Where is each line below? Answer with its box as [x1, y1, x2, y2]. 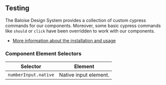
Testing [5, 4, 30, 12]
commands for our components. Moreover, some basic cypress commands [5, 22, 161, 28]
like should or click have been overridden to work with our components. [5, 27, 155, 34]
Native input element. [59, 71, 110, 78]
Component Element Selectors [5, 50, 82, 57]
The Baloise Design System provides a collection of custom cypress [5, 17, 146, 23]
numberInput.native [8, 72, 54, 78]
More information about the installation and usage [12, 37, 116, 43]
